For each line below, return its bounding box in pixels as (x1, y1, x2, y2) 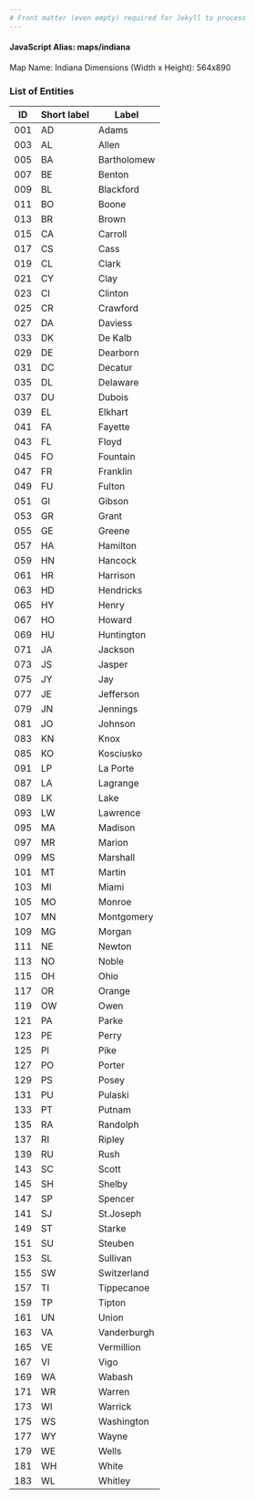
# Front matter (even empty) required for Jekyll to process (9, 13, 247, 23)
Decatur (97, 362, 133, 375)
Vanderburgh (97, 1326, 155, 1339)
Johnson (97, 718, 137, 731)
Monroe (97, 896, 132, 909)
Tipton (97, 1296, 127, 1309)
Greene (97, 524, 130, 537)
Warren (97, 1386, 130, 1399)
